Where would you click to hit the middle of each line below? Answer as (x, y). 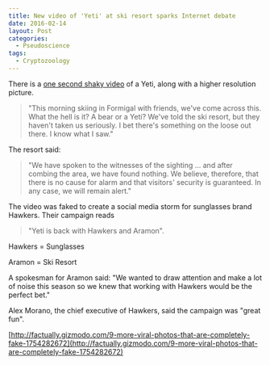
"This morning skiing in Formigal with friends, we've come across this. (145, 108)
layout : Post (30, 31)
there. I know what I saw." (71, 133)
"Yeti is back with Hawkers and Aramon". (96, 230)
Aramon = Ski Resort (43, 262)
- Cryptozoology (43, 61)
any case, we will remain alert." (79, 191)
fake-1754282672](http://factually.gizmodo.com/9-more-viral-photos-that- (133, 343)
